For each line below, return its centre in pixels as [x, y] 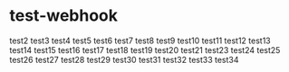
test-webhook [63, 16]
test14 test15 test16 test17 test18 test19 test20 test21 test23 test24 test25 [145, 49]
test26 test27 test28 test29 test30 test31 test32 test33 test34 [124, 59]
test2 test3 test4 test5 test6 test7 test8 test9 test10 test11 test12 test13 [140, 40]
